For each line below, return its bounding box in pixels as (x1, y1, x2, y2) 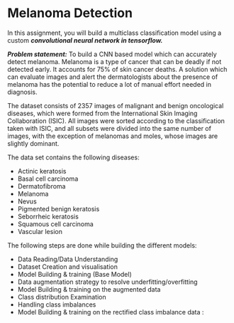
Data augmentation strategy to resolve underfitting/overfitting (17, 277, 198, 286)
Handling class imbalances (17, 300, 96, 309)
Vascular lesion (17, 227, 62, 235)
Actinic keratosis (17, 166, 67, 175)
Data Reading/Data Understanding (17, 255, 118, 263)
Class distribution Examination (17, 292, 106, 301)
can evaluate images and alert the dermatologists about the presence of (7, 73, 218, 81)
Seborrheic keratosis (17, 212, 79, 221)
